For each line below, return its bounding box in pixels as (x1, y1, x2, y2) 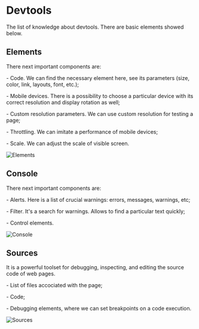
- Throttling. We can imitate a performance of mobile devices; (6, 128, 158, 135)
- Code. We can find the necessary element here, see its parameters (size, (6, 74, 190, 81)
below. (6, 29, 23, 36)
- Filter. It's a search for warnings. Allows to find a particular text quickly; (6, 207, 185, 215)
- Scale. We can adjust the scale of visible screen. (6, 140, 130, 147)
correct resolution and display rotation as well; (6, 99, 121, 106)
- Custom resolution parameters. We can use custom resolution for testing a (6, 110, 193, 117)
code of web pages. (6, 270, 56, 278)
